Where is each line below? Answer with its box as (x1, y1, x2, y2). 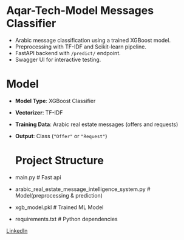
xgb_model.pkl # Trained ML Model (15, 204, 104, 211)
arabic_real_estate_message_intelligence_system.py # (15, 185, 151, 193)
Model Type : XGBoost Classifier (15, 97, 96, 104)
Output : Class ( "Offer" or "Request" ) (15, 132, 107, 139)
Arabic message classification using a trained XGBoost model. (15, 36, 171, 44)
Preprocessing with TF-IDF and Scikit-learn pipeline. (15, 43, 147, 50)
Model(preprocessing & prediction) (15, 192, 103, 199)
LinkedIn (6, 227, 28, 234)
